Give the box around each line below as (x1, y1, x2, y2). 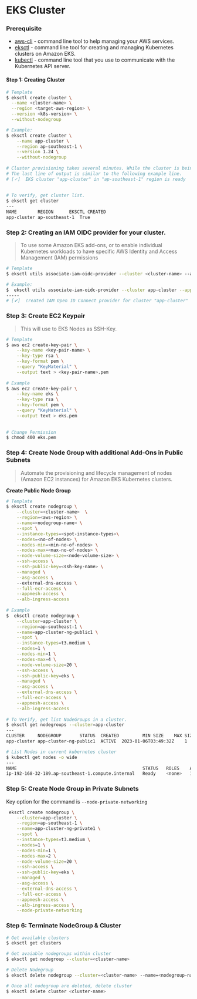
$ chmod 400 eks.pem (6, 435, 57, 441)
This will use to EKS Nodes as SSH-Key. (20, 325, 117, 332)
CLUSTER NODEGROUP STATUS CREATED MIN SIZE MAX (6, 733, 182, 739)
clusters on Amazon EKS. (14, 50, 76, 58)
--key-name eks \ (16, 391, 59, 397)
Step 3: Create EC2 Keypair (6, 312, 86, 320)
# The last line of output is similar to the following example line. (6, 171, 182, 177)
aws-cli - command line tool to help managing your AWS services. (14, 38, 175, 45)
